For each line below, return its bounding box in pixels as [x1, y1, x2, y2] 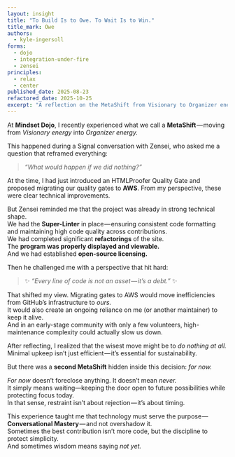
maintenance [7, 327, 45, 336]
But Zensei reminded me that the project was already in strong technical [7, 205, 215, 213]
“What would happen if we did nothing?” [24, 163, 142, 171]
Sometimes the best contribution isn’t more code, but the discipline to [7, 427, 208, 435]
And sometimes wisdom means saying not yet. [7, 442, 142, 450]
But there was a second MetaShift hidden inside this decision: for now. [7, 362, 212, 371]
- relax [13, 75, 36, 83]
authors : [7, 29, 33, 37]
